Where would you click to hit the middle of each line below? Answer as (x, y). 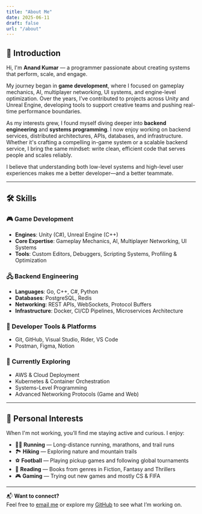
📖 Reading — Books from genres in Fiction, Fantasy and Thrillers (95, 469)
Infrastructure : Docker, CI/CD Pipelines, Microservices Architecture (99, 311)
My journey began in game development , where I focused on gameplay (95, 86)
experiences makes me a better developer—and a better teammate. (90, 173)
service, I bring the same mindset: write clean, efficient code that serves (96, 149)
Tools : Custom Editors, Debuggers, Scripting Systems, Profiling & (96, 253)
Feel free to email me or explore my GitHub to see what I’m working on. (94, 505)
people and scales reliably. (39, 155)
